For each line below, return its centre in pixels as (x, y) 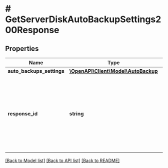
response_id (23, 114)
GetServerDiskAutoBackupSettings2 (83, 19)
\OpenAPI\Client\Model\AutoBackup (114, 71)
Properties (22, 48)
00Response (32, 30)
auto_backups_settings (36, 71)
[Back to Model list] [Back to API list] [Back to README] (62, 160)
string (76, 114)
